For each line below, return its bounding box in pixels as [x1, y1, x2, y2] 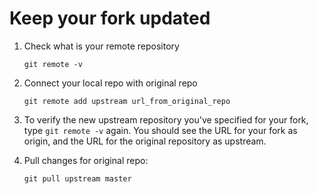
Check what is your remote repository [23, 40, 180, 52]
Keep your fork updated [9, 7, 211, 30]
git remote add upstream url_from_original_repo [23, 96, 231, 106]
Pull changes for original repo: [23, 154, 149, 166]
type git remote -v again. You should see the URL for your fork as [23, 124, 298, 136]
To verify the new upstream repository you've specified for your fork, [23, 113, 309, 126]
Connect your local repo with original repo [23, 77, 198, 89]
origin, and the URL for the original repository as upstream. [23, 135, 267, 147]
